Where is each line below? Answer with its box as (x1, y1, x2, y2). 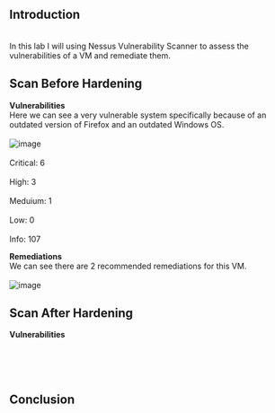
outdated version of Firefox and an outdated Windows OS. (9, 119, 225, 129)
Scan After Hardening (9, 305, 133, 321)
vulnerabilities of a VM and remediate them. (9, 49, 171, 61)
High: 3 (9, 176, 37, 187)
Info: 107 (9, 233, 41, 244)
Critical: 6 (9, 157, 46, 168)
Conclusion (9, 391, 75, 407)
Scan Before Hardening (9, 76, 143, 92)
